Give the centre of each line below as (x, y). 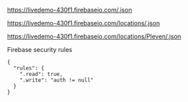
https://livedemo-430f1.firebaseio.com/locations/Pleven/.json (94, 36)
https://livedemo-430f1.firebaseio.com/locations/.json (84, 23)
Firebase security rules (40, 50)
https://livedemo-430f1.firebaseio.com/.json (70, 10)
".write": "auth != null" (57, 80)
